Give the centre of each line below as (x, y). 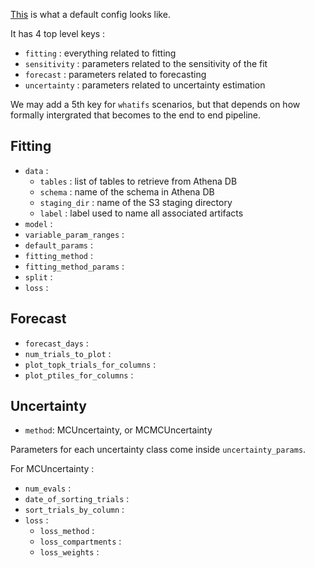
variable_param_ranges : (74, 234)
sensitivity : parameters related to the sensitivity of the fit (146, 63)
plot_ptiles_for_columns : (79, 375)
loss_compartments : (80, 541)
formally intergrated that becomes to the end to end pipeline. (136, 115)
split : (38, 276)
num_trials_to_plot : (68, 353)
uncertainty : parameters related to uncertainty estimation (145, 85)
